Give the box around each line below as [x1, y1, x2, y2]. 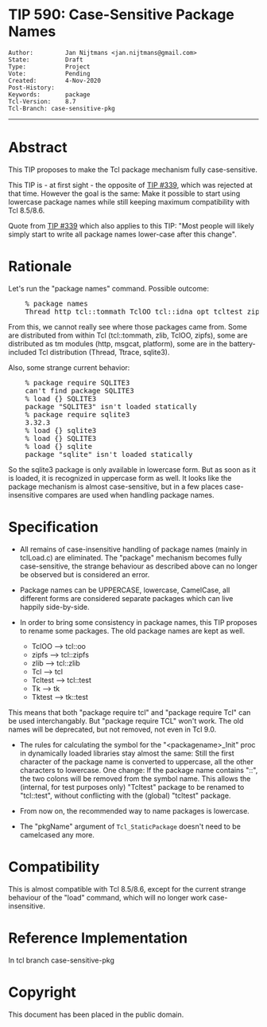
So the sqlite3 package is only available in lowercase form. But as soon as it [8, 464, 257, 474]
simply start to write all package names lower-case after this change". [8, 229, 237, 239]
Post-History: [8, 84, 56, 92]
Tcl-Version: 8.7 [8, 97, 77, 105]
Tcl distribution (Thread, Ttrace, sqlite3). [38, 347, 170, 357]
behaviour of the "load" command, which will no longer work [8, 892, 207, 902]
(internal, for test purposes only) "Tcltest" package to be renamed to [19, 782, 245, 791]
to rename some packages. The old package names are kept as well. [19, 626, 246, 635]
